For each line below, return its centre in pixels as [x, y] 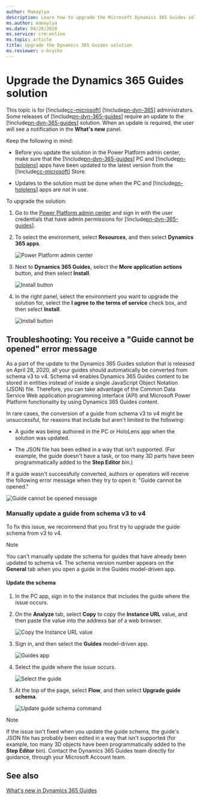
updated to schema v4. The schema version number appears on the [90, 562]
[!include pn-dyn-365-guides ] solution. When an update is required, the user [100, 122]
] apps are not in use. [62, 189]
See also [22, 776]
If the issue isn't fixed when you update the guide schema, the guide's [93, 732]
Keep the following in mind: [40, 140]
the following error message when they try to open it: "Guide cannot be [94, 480]
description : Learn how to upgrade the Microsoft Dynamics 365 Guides [96, 17]
